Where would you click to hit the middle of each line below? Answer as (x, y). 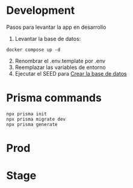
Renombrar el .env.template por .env (60, 61)
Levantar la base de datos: (48, 38)
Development (41, 11)
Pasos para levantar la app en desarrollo (56, 27)
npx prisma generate (32, 124)
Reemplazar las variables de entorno (60, 67)
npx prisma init (26, 114)
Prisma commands (54, 98)
